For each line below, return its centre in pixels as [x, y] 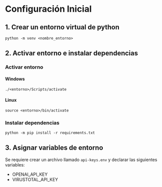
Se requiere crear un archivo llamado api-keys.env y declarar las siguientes [81, 160]
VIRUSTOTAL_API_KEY [35, 179]
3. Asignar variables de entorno [54, 148]
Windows [15, 79]
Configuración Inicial [48, 9]
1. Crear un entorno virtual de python [62, 27]
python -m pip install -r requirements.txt [50, 133]
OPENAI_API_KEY [30, 174]
